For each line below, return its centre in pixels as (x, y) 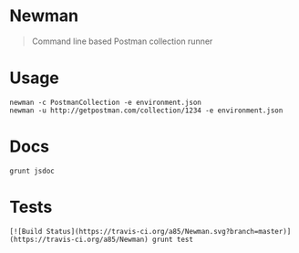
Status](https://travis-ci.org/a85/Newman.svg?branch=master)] (169, 231)
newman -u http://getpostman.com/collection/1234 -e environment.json (146, 111)
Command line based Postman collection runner (122, 41)
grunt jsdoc (32, 171)
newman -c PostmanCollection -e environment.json (106, 102)
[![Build (26, 231)
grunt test (173, 239)
